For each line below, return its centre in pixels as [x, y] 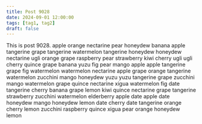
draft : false [23, 28]
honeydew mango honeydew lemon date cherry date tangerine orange [94, 103]
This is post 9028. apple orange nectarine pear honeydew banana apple [96, 46]
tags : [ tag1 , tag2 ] [31, 23]
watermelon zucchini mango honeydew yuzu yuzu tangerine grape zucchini [100, 77]
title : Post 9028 [28, 12]
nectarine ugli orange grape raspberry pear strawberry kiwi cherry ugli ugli [99, 58]
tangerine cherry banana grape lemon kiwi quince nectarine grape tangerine [101, 90]
